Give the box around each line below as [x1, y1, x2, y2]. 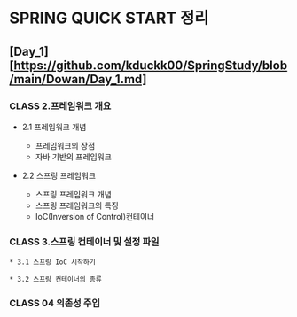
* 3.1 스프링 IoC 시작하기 [9, 258, 96, 267]
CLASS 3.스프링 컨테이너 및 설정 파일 [9, 236, 160, 248]
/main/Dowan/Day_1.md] [9, 72, 147, 87]
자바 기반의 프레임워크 [35, 151, 113, 162]
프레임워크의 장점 [35, 140, 96, 151]
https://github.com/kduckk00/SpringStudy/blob [12, 58, 288, 73]
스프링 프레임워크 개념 [35, 189, 113, 199]
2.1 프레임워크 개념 [21, 121, 87, 132]
